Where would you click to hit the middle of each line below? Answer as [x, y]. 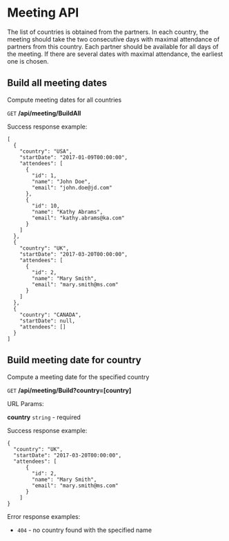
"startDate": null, [48, 321]
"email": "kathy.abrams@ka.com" [79, 218]
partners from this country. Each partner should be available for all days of [113, 46]
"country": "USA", [46, 151]
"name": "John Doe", [61, 181]
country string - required [44, 417]
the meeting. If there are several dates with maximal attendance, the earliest [115, 54]
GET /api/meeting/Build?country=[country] [69, 390]
